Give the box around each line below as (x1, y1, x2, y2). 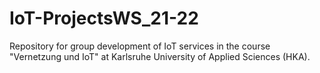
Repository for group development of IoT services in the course (9, 40, 271, 52)
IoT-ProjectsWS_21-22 (9, 7, 199, 30)
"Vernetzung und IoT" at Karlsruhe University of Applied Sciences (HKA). (9, 50, 311, 62)
